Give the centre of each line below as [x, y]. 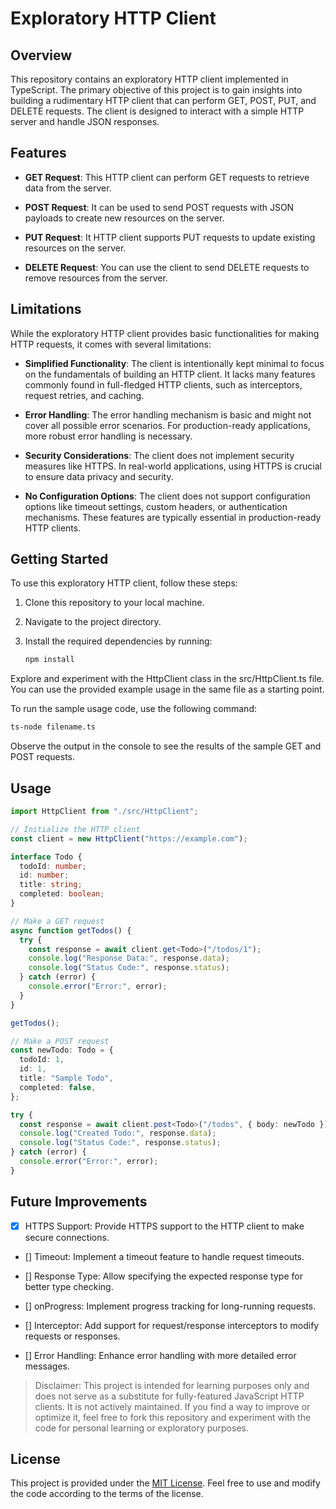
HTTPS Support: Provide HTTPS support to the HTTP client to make [164, 1226]
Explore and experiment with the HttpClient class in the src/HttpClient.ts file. [167, 679]
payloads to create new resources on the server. [124, 218]
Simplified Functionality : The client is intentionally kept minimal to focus [174, 363]
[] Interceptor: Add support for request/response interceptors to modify [172, 1325]
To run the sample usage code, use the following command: [133, 709]
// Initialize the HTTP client [75, 829]
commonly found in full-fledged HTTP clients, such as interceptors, [163, 384]
